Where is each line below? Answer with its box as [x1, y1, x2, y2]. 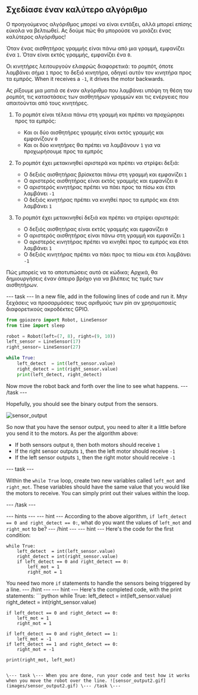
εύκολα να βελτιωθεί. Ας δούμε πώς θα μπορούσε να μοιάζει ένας [6, 27, 171, 34]
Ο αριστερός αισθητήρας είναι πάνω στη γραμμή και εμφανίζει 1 [23, 231, 186, 239]
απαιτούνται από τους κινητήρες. [6, 99, 89, 107]
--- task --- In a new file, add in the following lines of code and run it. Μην [6, 293, 188, 300]
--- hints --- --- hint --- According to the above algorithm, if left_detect [6, 512, 187, 519]
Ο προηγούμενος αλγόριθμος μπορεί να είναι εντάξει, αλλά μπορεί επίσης [6, 20, 192, 27]
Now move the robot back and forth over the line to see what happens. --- [6, 382, 188, 389]
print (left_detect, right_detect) [17, 371, 102, 377]
